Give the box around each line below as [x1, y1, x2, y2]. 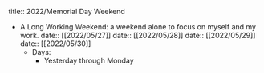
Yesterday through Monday [43, 56, 134, 65]
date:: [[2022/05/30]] [19, 39, 91, 48]
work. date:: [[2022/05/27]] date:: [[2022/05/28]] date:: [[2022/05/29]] [19, 31, 256, 40]
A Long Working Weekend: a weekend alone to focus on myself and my [19, 22, 257, 31]
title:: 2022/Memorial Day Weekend [8, 7, 126, 16]
